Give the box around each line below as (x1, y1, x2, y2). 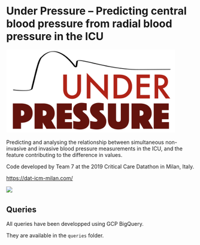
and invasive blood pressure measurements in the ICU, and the (28, 145, 183, 152)
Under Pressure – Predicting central (6, 4, 187, 18)
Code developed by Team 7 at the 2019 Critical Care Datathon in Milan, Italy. (6, 163, 195, 170)
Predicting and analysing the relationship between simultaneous (6, 139, 165, 146)
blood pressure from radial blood (6, 17, 172, 31)
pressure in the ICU (6, 30, 104, 43)
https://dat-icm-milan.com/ (6, 175, 73, 182)
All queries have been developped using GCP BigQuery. (6, 220, 144, 228)
